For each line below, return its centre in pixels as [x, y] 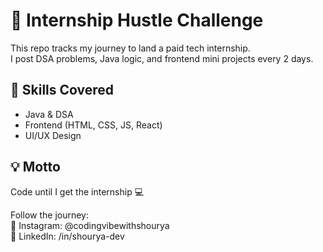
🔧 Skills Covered [62, 90]
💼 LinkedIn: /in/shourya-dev [67, 236]
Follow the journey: [49, 215]
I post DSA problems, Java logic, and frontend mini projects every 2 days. [162, 58]
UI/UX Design [53, 135]
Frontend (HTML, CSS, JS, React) [93, 125]
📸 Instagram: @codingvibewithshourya [90, 225]
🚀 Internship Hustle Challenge [137, 20]
